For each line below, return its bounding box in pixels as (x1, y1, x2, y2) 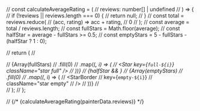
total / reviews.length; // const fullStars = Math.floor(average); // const (6, 25, 180, 32)
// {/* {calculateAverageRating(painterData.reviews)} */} (6, 98, 144, 105)
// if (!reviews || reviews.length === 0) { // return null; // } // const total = (6, 12, 184, 19)
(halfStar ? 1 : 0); (6, 38, 47, 44)
